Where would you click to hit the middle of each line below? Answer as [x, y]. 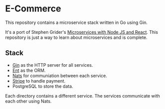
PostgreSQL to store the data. [43, 86]
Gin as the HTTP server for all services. [53, 65]
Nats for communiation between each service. [60, 76]
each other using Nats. [29, 101]
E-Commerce [33, 9]
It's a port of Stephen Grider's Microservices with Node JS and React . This [82, 32]
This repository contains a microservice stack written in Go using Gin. [77, 22]
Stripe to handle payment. [39, 81]
